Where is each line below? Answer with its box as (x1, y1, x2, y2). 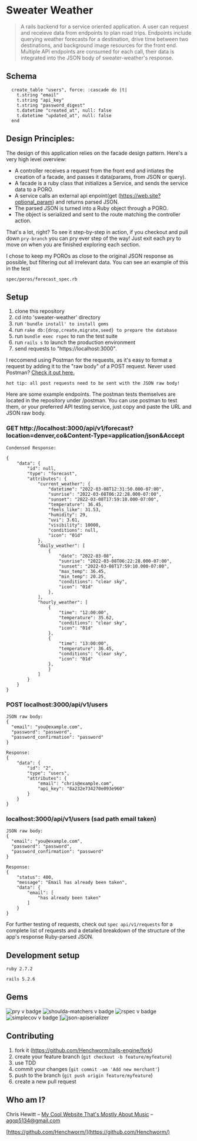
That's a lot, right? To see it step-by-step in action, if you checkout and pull (6, 228, 188, 235)
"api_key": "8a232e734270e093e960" (37, 786, 125, 792)
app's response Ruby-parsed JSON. (6, 933, 94, 940)
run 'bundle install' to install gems (14, 320, 109, 327)
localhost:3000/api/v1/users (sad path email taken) (6, 815, 157, 823)
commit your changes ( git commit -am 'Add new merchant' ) (14, 1065, 160, 1072)
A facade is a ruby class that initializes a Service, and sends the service (14, 179, 188, 186)
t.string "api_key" (16, 97, 65, 103)
